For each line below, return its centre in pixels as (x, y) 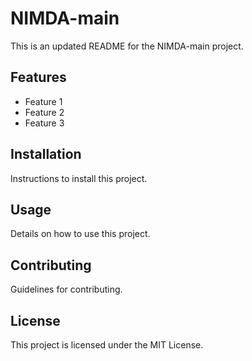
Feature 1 (43, 101)
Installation (46, 154)
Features (38, 77)
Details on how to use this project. (80, 234)
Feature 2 (44, 112)
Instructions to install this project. (79, 178)
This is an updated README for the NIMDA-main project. (127, 46)
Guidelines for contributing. (66, 289)
